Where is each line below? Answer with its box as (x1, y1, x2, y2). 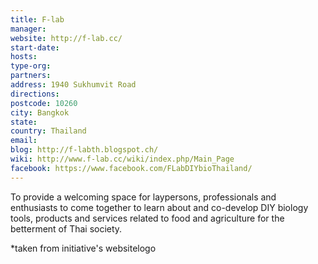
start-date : (10, 42, 60, 53)
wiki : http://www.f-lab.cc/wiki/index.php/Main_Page (10, 154, 235, 164)
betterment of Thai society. (10, 222, 123, 235)
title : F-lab (10, 14, 65, 25)
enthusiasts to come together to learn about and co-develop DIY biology (10, 201, 309, 213)
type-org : (10, 61, 52, 71)
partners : (10, 71, 52, 81)
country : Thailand (10, 126, 87, 136)
